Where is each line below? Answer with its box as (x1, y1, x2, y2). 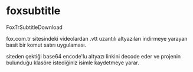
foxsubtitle (6, 4, 61, 18)
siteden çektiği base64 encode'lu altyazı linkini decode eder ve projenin (6, 53, 181, 60)
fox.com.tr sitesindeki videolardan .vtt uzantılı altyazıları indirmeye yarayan (6, 35, 188, 42)
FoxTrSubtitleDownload (6, 24, 63, 31)
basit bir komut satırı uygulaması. (6, 41, 87, 48)
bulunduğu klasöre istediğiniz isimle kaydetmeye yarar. (6, 59, 140, 66)
